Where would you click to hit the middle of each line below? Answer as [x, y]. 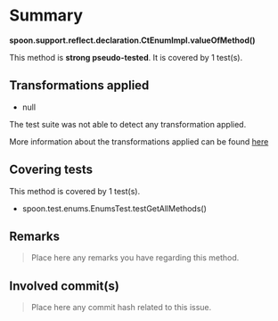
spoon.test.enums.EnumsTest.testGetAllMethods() [114, 208]
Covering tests [51, 170]
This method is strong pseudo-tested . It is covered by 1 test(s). [126, 57]
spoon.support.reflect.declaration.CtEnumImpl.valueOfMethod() [132, 40]
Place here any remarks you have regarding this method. [135, 258]
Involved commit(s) [65, 286]
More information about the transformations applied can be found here [139, 141]
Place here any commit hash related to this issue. [121, 308]
